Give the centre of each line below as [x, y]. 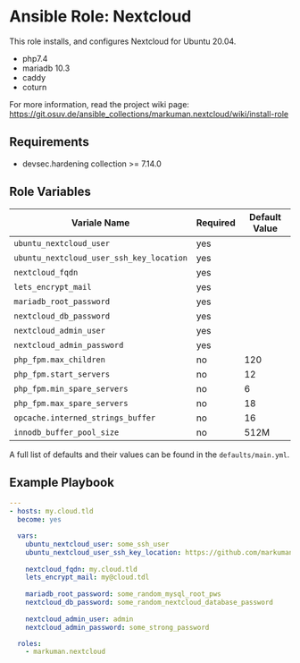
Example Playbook [62, 482]
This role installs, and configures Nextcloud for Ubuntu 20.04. [123, 41]
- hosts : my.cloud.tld [51, 512]
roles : [29, 643]
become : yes [40, 520]
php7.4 [35, 58]
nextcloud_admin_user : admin [79, 619]
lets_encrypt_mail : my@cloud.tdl [87, 578]
